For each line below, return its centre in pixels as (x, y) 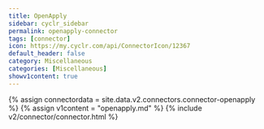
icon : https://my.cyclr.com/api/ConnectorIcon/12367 (100, 46)
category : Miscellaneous (50, 62)
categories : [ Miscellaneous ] (58, 69)
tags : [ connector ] (39, 39)
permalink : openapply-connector (63, 31)
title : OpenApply (38, 16)
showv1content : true (43, 76)
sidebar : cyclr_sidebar (49, 24)
